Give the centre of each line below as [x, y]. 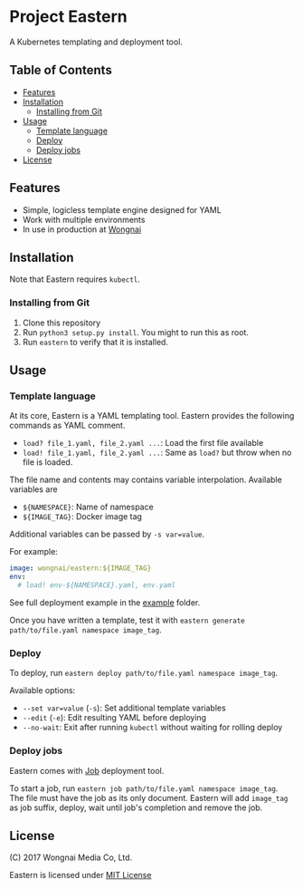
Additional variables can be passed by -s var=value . [107, 534]
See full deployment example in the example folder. [105, 602]
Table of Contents [61, 70]
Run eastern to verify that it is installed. [95, 342]
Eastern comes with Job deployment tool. [87, 770]
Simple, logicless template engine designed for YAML [122, 209]
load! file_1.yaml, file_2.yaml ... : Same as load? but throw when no [157, 453]
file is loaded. [47, 462]
